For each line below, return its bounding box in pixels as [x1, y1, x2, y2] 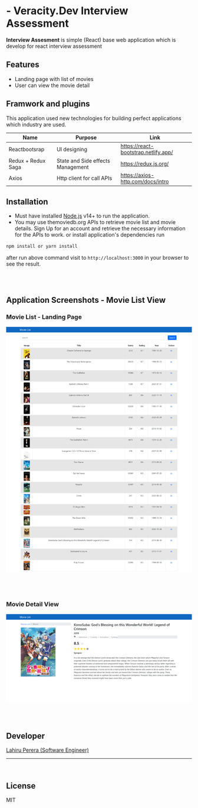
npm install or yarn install [6, 244, 78, 250]
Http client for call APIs [57, 174, 113, 182]
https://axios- [120, 172, 154, 179]
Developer [6, 731, 45, 741]
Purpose [75, 134, 97, 141]
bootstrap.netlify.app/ [120, 149, 173, 156]
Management [57, 163, 89, 170]
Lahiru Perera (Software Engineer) [6, 746, 90, 754]
